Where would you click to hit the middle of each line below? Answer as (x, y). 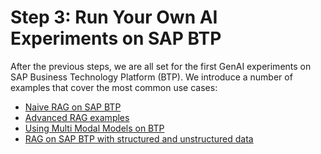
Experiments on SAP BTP (116, 38)
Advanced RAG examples (77, 117)
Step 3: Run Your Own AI (114, 17)
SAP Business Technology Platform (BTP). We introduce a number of (151, 77)
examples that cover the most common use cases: (114, 87)
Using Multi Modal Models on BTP (94, 128)
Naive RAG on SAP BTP (73, 107)
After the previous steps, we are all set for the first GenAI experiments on (161, 66)
